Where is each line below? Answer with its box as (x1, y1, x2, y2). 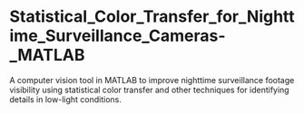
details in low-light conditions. (9, 93, 123, 105)
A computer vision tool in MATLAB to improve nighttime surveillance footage (9, 74, 295, 85)
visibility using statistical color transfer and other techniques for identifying (9, 84, 289, 95)
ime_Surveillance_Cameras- (9, 25, 226, 46)
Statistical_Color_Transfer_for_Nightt (9, 6, 295, 27)
